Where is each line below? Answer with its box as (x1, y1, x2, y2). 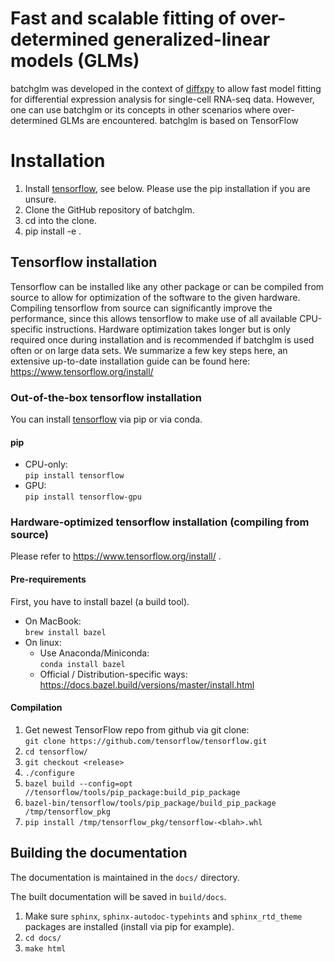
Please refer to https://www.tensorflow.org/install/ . (10, 550, 222, 562)
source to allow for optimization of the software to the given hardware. (10, 291, 301, 303)
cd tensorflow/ (24, 747, 89, 757)
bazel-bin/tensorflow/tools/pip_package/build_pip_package (24, 798, 277, 808)
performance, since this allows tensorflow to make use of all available (10, 312, 298, 324)
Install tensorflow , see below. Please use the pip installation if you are (24, 182, 311, 194)
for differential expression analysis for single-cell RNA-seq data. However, (10, 93, 315, 105)
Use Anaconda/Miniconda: (39, 647, 150, 659)
